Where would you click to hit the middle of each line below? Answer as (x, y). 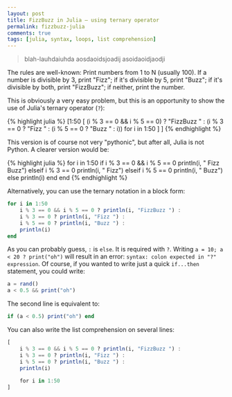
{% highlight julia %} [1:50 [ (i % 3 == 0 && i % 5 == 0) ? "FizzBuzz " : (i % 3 (115, 121)
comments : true (29, 33)
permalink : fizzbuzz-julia (46, 26)
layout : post (26, 14)
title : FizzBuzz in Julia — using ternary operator (83, 20)
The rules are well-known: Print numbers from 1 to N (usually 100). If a (107, 73)
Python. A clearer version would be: (58, 150)
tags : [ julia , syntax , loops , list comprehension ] (82, 39)
